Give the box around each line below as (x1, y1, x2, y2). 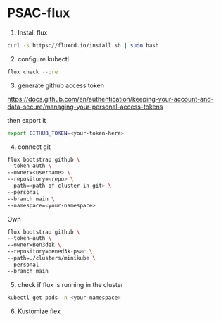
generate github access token (17, 81, 104, 90)
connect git (17, 143, 51, 151)
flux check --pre (7, 68, 58, 75)
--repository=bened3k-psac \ (7, 248, 93, 255)
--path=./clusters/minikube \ (7, 255, 96, 262)
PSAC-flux (7, 5, 70, 21)
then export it (7, 116, 46, 124)
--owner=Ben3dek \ (7, 241, 61, 248)
